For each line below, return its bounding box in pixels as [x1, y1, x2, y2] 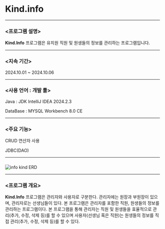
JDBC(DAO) [5, 148, 29, 154]
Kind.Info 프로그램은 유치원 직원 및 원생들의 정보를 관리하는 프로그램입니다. [5, 40, 150, 46]
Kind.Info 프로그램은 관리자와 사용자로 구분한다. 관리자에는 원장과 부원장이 [5, 194, 149, 200]
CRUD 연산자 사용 [5, 138, 40, 144]
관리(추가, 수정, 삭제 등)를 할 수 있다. [10, 219, 80, 225]
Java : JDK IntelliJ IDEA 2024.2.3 [5, 98, 72, 104]
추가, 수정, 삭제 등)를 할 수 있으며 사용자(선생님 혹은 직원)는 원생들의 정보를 [10, 212, 154, 218]
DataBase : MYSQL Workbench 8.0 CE [5, 108, 82, 114]
